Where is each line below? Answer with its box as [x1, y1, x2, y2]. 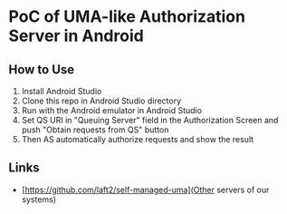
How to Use [8, 62, 75, 77]
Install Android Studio [21, 86, 102, 96]
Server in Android [8, 25, 144, 46]
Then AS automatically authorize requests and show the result [21, 134, 254, 144]
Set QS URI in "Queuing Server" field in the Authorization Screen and [21, 115, 279, 125]
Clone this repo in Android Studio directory [21, 95, 182, 106]
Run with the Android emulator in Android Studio [21, 105, 203, 115]
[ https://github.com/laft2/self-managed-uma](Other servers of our [21, 184, 270, 195]
